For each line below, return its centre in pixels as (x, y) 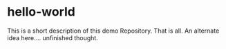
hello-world (41, 12)
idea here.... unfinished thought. (53, 37)
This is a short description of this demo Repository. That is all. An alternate (113, 31)
